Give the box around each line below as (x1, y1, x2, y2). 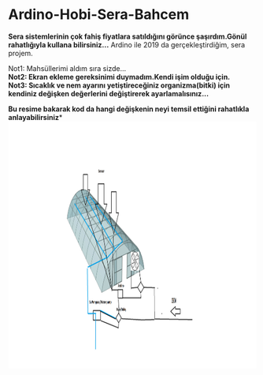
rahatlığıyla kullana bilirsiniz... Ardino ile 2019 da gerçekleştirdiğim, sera (8, 39, 246, 49)
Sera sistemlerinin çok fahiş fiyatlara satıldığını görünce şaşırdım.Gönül (8, 32, 247, 41)
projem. (8, 48, 33, 58)
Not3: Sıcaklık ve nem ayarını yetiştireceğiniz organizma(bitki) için (8, 81, 231, 90)
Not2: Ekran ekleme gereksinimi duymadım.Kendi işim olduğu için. (8, 72, 231, 81)
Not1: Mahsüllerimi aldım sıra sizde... (8, 63, 127, 73)
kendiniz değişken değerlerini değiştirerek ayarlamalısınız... (8, 88, 209, 98)
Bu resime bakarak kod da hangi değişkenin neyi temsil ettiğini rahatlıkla (8, 104, 250, 114)
